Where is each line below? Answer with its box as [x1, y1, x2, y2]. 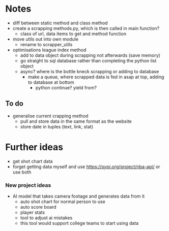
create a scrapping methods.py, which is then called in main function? [12, 25, 159, 31]
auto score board [20, 204, 57, 210]
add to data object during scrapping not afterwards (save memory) [20, 52, 160, 58]
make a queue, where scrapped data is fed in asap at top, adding [27, 74, 164, 80]
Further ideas [5, 141, 64, 153]
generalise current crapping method [12, 113, 89, 119]
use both [12, 169, 32, 175]
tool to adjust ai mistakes [20, 214, 73, 221]
